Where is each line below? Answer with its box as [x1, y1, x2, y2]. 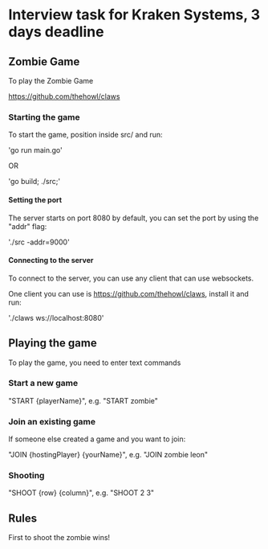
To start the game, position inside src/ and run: [8, 130, 163, 140]
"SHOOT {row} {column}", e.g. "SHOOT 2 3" [8, 488, 155, 498]
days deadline [8, 23, 104, 41]
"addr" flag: [8, 221, 47, 231]
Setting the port [8, 195, 63, 204]
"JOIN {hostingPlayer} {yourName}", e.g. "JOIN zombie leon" [8, 450, 209, 460]
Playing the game [8, 336, 98, 350]
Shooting [8, 470, 45, 481]
